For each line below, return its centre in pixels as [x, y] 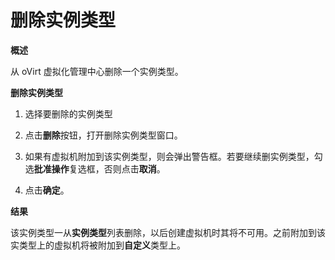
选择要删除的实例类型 [68, 113]
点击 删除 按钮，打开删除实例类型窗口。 [103, 135]
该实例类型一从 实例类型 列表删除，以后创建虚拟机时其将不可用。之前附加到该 [168, 232]
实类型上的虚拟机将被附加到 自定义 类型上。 [98, 245]
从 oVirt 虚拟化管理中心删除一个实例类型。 [97, 71]
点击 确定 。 [47, 190]
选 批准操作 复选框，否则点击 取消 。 [95, 168]
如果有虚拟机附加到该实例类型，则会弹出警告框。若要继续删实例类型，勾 [173, 156]
